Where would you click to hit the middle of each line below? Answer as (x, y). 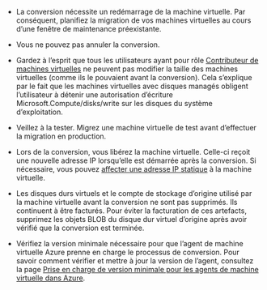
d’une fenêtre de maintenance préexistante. (89, 29)
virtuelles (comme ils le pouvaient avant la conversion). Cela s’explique (134, 77)
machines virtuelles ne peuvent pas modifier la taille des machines (127, 69)
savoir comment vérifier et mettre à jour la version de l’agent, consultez (135, 261)
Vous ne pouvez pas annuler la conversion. (88, 45)
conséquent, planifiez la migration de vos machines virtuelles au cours (133, 20)
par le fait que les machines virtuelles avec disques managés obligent (132, 86)
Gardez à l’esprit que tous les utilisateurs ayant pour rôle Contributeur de (137, 60)
